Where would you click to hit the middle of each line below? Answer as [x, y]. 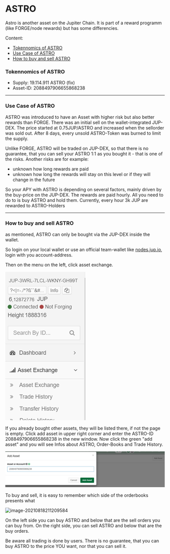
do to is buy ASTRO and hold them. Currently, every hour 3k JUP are [77, 200]
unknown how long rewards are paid [51, 169]
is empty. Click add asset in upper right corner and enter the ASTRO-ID [79, 434]
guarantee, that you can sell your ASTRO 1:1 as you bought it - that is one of [84, 154]
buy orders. [17, 531]
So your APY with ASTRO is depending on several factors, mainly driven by [83, 189]
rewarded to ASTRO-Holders [35, 205]
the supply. [17, 138]
